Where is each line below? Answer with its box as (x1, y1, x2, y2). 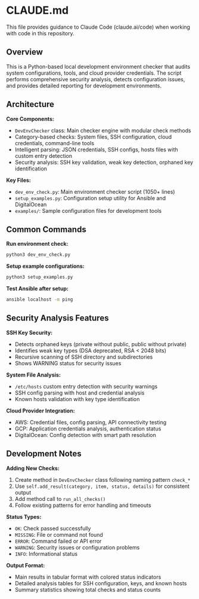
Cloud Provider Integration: (6, 407, 76, 414)
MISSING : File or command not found (14, 531, 103, 538)
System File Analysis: (6, 371, 61, 378)
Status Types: (6, 513, 42, 520)
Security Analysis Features (6, 313, 109, 323)
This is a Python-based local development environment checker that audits (6, 63, 191, 70)
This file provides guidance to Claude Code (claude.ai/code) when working (6, 23, 191, 30)
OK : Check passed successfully (14, 524, 91, 532)
